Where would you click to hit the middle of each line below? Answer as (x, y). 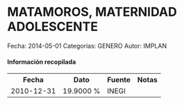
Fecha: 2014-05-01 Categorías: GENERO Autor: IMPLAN (87, 46)
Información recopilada (42, 61)
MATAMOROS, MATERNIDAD (92, 12)
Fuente (119, 80)
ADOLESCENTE (53, 27)
